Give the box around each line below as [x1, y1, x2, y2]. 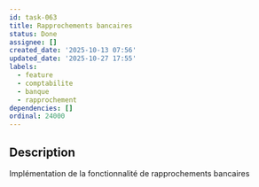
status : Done [9, 29, 58, 38]
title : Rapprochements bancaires [9, 21, 133, 30]
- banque [17, 87, 50, 96]
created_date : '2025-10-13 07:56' [9, 46, 137, 55]
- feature [17, 71, 53, 80]
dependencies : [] [9, 104, 74, 113]
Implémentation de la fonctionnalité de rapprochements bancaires [9, 168, 250, 178]
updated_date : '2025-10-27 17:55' [9, 54, 137, 63]
